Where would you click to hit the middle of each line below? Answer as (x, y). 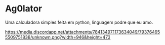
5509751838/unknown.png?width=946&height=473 (58, 37)
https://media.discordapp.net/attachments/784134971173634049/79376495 (83, 32)
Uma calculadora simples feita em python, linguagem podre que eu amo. (79, 22)
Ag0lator (24, 9)
